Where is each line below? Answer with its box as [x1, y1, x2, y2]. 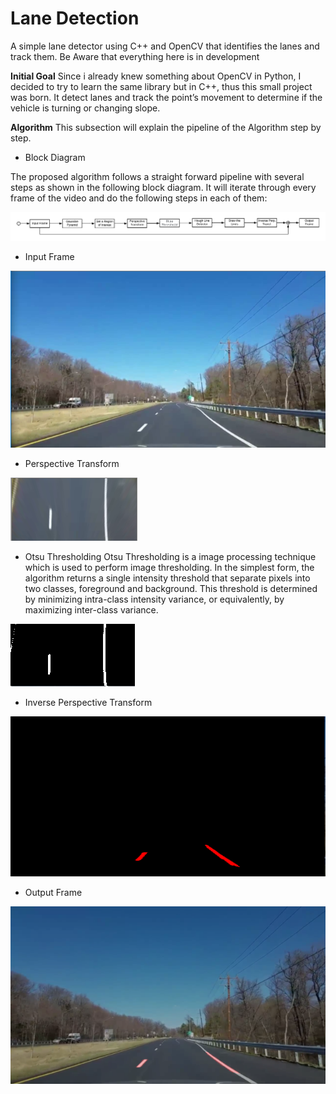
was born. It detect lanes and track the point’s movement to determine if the [10, 91, 323, 103]
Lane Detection [10, 7, 140, 30]
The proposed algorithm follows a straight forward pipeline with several [10, 170, 305, 182]
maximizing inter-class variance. [24, 604, 159, 616]
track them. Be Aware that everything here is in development [10, 50, 260, 62]
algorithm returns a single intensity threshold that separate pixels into [24, 572, 311, 584]
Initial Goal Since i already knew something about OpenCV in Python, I [10, 70, 302, 82]
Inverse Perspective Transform [24, 697, 153, 709]
